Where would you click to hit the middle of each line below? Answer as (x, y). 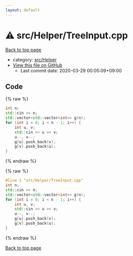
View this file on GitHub (38, 65)
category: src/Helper (35, 60)
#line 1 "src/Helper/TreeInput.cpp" (44, 181)
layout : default (23, 10)
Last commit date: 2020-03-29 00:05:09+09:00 (71, 70)
